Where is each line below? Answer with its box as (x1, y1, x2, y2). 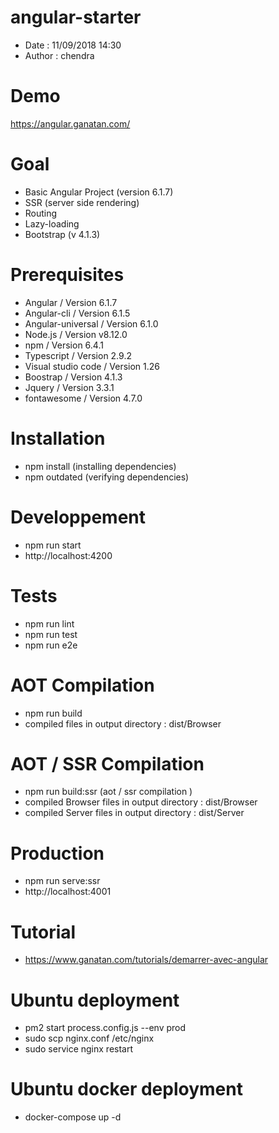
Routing (24, 207, 58, 219)
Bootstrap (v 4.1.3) (24, 228, 101, 240)
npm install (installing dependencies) (24, 460, 177, 472)
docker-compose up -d (24, 1111, 122, 1123)
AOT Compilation (10, 674, 155, 696)
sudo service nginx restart (24, 1043, 134, 1055)
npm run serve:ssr (24, 875, 101, 887)
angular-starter (10, 6, 142, 29)
